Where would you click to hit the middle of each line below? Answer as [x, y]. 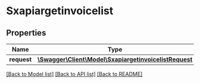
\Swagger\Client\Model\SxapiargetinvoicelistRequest [115, 59]
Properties [26, 33]
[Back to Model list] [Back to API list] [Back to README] [74, 74]
